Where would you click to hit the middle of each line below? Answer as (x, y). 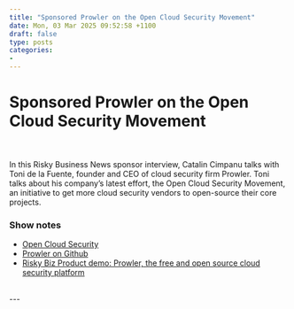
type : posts (31, 42)
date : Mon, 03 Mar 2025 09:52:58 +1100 (83, 26)
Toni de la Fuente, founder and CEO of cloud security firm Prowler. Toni (139, 174)
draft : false (33, 34)
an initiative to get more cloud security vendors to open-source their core (143, 192)
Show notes (35, 225)
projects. (25, 202)
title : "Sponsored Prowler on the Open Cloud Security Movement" (132, 17)
